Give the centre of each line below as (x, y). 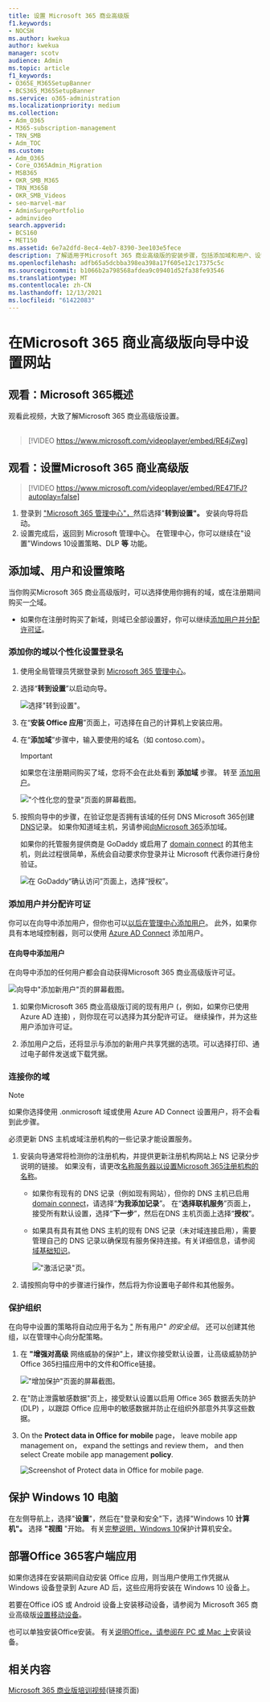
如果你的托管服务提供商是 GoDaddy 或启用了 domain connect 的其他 (133, 843)
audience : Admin (35, 61)
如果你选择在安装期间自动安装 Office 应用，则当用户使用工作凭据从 (119, 1577)
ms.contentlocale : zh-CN (50, 286)
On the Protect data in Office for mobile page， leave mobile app (129, 1435)
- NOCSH (21, 31)
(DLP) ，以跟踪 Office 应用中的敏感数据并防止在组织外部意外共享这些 (134, 1408)
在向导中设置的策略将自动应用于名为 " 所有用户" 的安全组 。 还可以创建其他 (132, 1327)
